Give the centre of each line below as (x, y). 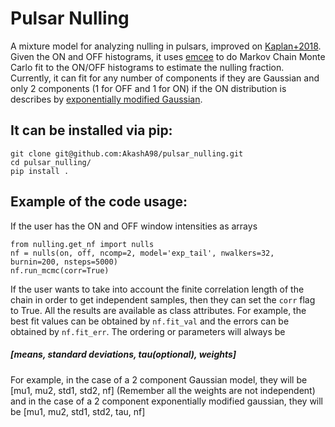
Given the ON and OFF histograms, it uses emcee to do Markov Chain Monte (168, 56)
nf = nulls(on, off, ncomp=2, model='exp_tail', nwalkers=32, (142, 253)
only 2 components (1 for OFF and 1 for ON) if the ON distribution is (148, 88)
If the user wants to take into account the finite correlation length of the (157, 289)
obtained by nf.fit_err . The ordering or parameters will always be (148, 331)
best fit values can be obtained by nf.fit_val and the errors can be (150, 321)
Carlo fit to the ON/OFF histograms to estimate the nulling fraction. (147, 67)
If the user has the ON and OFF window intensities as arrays (134, 226)
